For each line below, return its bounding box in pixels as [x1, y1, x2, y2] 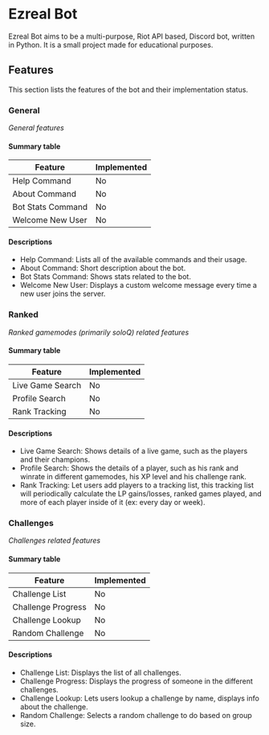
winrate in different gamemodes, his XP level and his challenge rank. [19, 472, 247, 482]
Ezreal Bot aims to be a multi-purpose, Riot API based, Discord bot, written [8, 31, 255, 41]
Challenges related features [8, 536, 101, 545]
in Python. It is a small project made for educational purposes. [8, 39, 214, 49]
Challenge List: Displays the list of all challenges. [19, 667, 182, 677]
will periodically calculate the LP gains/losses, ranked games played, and [19, 489, 263, 499]
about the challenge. [19, 701, 88, 712]
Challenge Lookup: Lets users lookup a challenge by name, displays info [19, 693, 259, 703]
